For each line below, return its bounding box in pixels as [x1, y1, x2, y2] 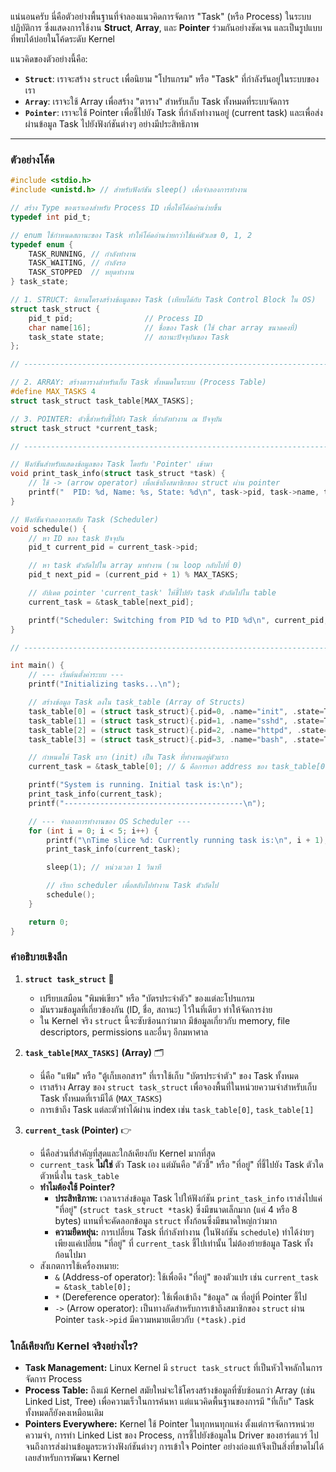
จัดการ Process [24, 1373, 83, 1385]
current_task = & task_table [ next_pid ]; [28, 597, 195, 607]
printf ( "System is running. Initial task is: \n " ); [28, 780, 244, 790]
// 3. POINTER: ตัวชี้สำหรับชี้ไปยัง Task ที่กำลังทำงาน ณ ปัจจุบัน [10, 414, 222, 424]
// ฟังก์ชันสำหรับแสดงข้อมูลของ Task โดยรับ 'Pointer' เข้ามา [10, 459, 213, 470]
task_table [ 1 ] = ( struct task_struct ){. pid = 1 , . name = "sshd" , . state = [28, 716, 325, 726]
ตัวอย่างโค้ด [10, 152, 55, 166]
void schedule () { [10, 524, 87, 534]
